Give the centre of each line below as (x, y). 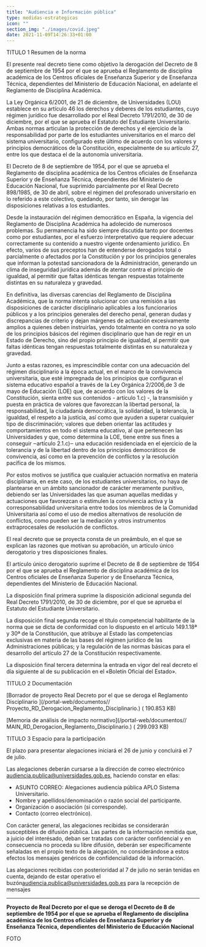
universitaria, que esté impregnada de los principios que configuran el (95, 378)
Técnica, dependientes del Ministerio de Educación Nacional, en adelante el (102, 84)
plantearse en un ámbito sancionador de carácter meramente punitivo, (95, 488)
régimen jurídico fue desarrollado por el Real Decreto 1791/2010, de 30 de (99, 115)
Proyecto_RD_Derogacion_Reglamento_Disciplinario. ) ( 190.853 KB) (91, 708)
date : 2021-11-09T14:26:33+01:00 (49, 35)
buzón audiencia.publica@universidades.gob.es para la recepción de (93, 883)
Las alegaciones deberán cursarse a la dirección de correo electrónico (96, 769)
